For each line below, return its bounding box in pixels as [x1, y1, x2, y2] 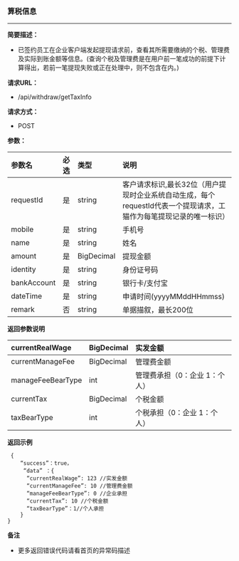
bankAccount [11, 278, 56, 288]
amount [11, 251, 37, 261]
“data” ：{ [23, 468, 55, 475]
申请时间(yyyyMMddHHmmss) [122, 292, 225, 302]
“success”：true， [20, 460, 73, 467]
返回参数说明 [7, 325, 45, 333]
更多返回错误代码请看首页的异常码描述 [17, 546, 130, 555]
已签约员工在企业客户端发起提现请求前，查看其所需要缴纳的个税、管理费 [17, 46, 230, 54]
